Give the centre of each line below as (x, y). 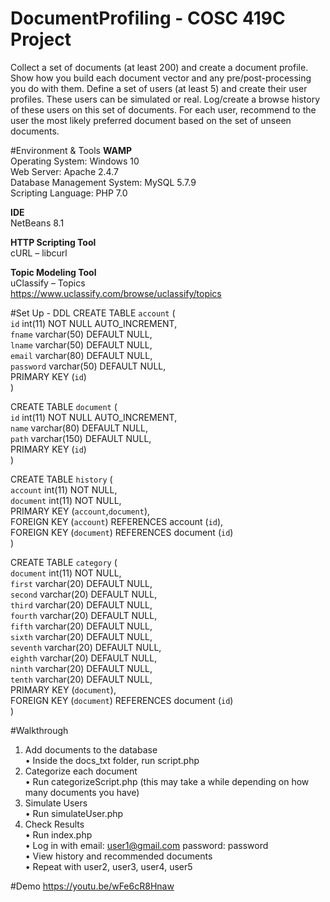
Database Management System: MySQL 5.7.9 (103, 182)
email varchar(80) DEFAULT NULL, (81, 355)
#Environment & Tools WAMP (71, 150)
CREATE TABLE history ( (61, 479)
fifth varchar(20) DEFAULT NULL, (81, 626)
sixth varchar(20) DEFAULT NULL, (81, 636)
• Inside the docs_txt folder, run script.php (112, 760)
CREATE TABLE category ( (64, 562)
